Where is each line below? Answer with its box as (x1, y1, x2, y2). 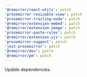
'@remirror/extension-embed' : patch (4, 21, 80, 26)
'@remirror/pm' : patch (4, 53, 51, 58)
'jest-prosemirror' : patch (4, 44, 60, 49)
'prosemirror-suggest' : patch (4, 39, 67, 44)
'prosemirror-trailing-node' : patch (4, 16, 80, 21)
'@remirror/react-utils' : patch (4, 7, 71, 12)
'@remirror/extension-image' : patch (4, 26, 80, 31)
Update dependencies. (4, 67, 51, 73)
